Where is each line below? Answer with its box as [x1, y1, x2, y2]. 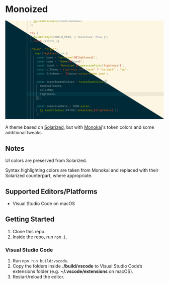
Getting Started [5, 215, 55, 224]
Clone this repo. [12, 228, 46, 234]
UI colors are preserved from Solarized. [5, 157, 87, 164]
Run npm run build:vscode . [12, 258, 69, 264]
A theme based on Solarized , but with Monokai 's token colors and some [5, 124, 154, 130]
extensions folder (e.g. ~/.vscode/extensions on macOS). [12, 268, 133, 274]
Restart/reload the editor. [12, 274, 64, 280]
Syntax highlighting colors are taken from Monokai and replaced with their [5, 167, 159, 173]
